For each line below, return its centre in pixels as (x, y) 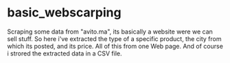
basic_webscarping (64, 13)
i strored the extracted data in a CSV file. (65, 53)
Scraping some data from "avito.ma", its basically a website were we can (110, 32)
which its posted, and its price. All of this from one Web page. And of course (115, 46)
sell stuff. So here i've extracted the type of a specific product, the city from (114, 38)
